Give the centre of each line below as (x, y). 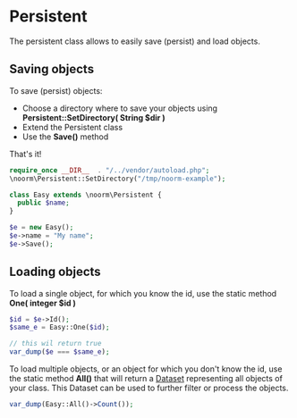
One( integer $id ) (42, 303)
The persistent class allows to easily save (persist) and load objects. (135, 41)
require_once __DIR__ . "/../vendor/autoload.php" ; (110, 170)
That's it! (25, 154)
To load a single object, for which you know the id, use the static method (143, 293)
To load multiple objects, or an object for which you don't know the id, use (146, 369)
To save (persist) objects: (56, 90)
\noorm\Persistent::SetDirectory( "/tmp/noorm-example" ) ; (118, 179)
